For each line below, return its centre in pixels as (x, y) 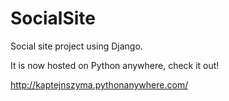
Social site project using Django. (76, 46)
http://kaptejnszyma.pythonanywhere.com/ (99, 84)
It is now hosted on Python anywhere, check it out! (115, 65)
